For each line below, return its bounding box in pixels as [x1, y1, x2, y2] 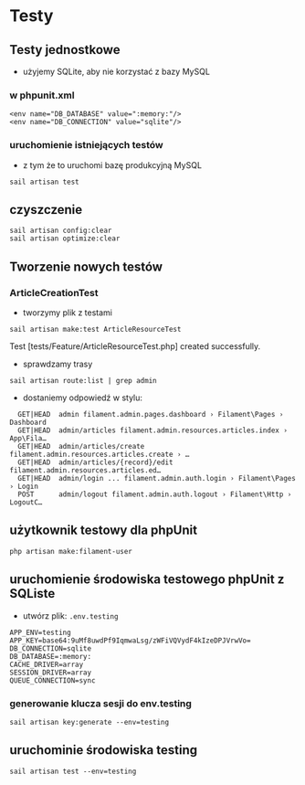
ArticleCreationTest [9, 286, 99, 299]
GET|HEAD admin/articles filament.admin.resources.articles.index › [17, 426, 288, 435]
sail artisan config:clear [9, 226, 112, 236]
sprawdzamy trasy [22, 358, 93, 370]
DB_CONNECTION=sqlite [9, 643, 92, 653]
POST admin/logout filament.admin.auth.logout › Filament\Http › [17, 490, 292, 499]
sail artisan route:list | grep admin [9, 377, 157, 386]
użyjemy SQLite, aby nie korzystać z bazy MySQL [22, 66, 210, 77]
